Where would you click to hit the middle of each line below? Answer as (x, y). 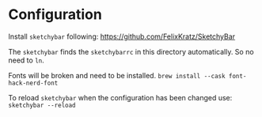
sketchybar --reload (42, 105)
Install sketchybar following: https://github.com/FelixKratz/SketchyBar (122, 36)
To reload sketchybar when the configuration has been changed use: (120, 97)
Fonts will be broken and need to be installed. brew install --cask (117, 75)
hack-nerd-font (33, 83)
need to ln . (27, 60)
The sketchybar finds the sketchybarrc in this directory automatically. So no (131, 51)
